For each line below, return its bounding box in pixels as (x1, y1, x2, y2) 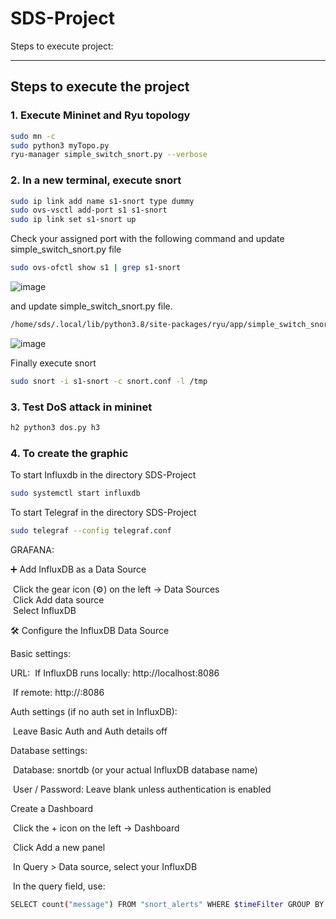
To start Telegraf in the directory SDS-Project (10, 507, 197, 519)
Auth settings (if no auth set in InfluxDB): (10, 706, 178, 718)
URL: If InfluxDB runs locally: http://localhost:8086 (10, 667, 220, 679)
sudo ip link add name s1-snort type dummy (10, 196, 195, 206)
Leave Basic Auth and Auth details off (12, 725, 168, 737)
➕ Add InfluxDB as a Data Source (10, 563, 147, 576)
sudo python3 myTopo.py (10, 140, 110, 151)
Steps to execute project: (10, 40, 114, 52)
